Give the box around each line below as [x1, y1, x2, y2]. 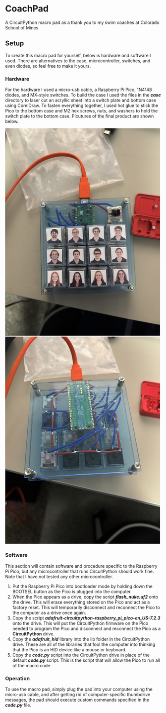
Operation [5, 675, 30, 682]
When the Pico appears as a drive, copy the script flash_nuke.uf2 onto [12, 594, 159, 600]
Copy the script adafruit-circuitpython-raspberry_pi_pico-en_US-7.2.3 [12, 615, 161, 621]
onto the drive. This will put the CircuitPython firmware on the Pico [12, 620, 149, 626]
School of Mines [5, 24, 39, 30]
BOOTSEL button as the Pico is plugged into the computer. [12, 588, 132, 595]
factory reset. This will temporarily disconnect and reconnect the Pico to [12, 604, 160, 610]
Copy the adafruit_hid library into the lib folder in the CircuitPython [12, 636, 150, 642]
